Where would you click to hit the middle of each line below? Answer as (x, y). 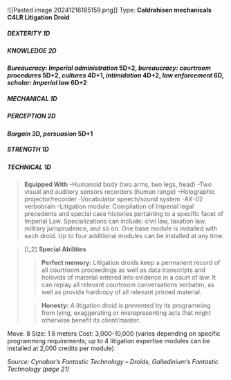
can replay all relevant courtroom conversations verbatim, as (128, 285)
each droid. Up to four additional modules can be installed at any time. (124, 236)
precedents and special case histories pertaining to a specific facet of (123, 214)
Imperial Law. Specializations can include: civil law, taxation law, (115, 221)
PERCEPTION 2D (31, 116)
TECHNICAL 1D (29, 167)
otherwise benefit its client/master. (91, 320)
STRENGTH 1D (28, 150)
